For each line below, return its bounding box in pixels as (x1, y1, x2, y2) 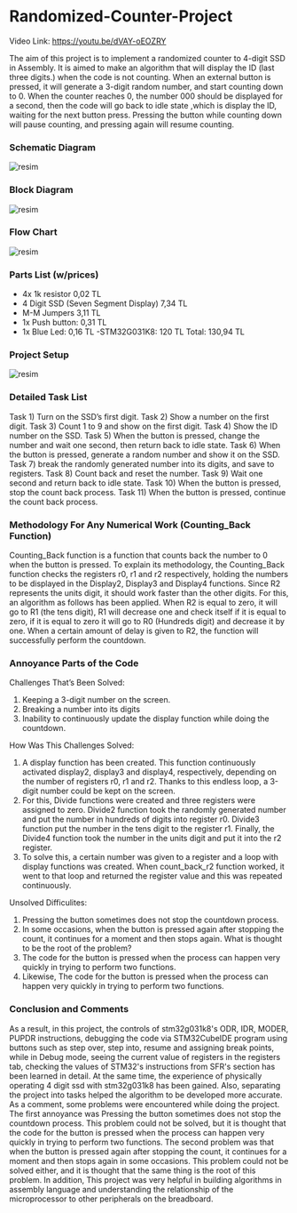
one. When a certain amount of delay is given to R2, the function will (9, 625, 259, 637)
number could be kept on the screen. (40, 785, 176, 797)
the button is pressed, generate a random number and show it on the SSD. (9, 449, 281, 460)
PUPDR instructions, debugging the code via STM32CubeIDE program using (9, 1032, 288, 1043)
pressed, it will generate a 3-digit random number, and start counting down (9, 81, 284, 92)
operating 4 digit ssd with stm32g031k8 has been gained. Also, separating (9, 1080, 281, 1090)
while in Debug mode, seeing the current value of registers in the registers (9, 1051, 281, 1062)
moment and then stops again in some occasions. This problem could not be (9, 1155, 289, 1166)
